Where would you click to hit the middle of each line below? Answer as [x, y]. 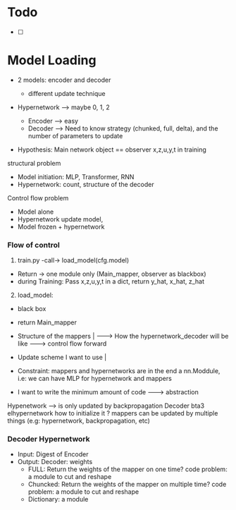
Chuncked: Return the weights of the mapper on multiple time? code [127, 485]
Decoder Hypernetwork [49, 439]
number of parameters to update [75, 135]
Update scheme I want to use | [62, 358]
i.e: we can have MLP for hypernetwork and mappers [95, 379]
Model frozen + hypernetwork [61, 226]
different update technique [67, 93]
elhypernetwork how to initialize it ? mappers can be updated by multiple [113, 413]
